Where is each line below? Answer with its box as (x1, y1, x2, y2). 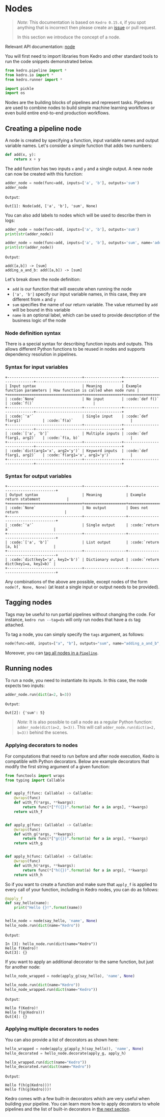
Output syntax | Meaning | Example (9, 493, 146, 498)
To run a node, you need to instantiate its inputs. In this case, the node (5, 677, 147, 683)
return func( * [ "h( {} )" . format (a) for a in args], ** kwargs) (23, 867, 148, 873)
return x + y (14, 157, 41, 162)
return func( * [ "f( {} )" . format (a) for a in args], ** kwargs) (23, 805, 148, 810)
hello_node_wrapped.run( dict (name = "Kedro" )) (5, 987, 98, 992)
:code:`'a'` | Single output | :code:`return (9, 523, 160, 528)
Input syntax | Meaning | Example (9, 383, 141, 389)
